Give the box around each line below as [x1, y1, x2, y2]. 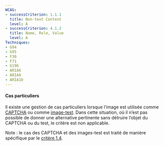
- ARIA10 [5, 77, 24, 82]
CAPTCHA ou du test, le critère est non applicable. [5, 120, 110, 126]
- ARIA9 [5, 73, 22, 78]
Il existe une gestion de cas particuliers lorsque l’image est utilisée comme [5, 104, 159, 110]
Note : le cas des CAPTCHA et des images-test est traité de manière [5, 129, 146, 135]
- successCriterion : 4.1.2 [5, 26, 62, 31]
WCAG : [5, 7, 17, 13]
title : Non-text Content [10, 17, 62, 22]
